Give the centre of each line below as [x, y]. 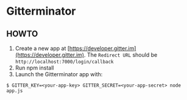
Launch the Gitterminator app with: [59, 74]
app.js [15, 91]
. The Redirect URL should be [121, 55]
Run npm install [34, 68]
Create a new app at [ [42, 48]
